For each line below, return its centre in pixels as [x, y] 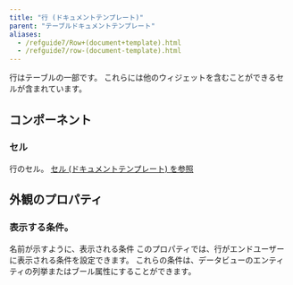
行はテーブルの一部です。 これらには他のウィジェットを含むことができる [143, 78]
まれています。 [60, 89]
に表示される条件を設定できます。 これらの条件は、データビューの [131, 260]
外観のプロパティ [56, 199]
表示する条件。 [42, 228]
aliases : [25, 34]
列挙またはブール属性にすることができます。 [114, 271]
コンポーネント [50, 120]
